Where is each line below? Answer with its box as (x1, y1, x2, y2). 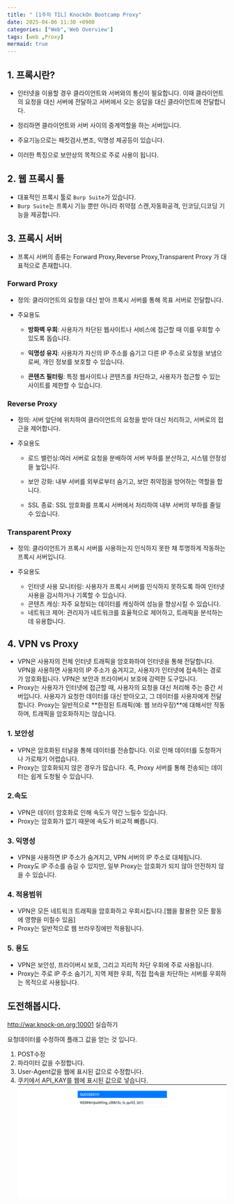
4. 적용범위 (7, 890, 42, 900)
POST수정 (17, 1049, 46, 1058)
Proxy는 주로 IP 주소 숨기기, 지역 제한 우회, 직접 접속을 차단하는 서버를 (17, 969, 208, 978)
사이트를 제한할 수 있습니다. (27, 380, 102, 389)
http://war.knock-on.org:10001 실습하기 (7, 1020, 118, 1028)
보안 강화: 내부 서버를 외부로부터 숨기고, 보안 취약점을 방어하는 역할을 (27, 477, 216, 486)
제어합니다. (30, 424, 61, 433)
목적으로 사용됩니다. (24, 978, 79, 986)
